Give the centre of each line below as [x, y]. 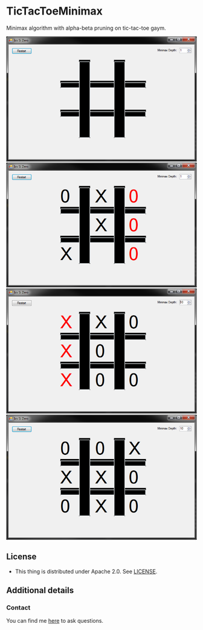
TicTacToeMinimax [54, 11]
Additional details [40, 590]
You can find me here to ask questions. [55, 621]
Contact [18, 608]
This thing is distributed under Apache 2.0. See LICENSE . [86, 571]
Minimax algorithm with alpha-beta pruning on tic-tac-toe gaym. [86, 28]
